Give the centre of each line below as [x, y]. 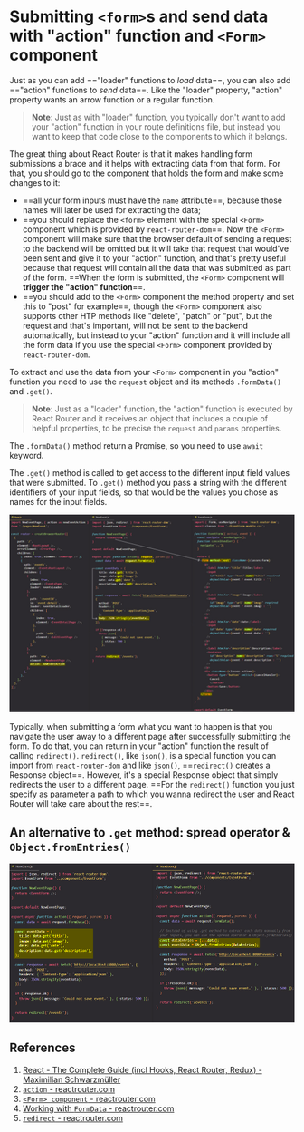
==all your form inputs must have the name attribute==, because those [152, 200]
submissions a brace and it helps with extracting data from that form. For [145, 163]
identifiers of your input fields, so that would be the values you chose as [144, 492]
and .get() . [31, 391]
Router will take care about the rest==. [81, 804]
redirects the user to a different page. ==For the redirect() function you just [152, 785]
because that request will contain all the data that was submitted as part [157, 267]
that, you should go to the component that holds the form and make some [147, 173]
